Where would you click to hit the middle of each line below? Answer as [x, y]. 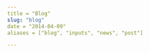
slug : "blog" [26, 20]
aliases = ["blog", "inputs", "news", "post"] [75, 33]
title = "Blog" [29, 13]
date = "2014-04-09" [37, 26]
